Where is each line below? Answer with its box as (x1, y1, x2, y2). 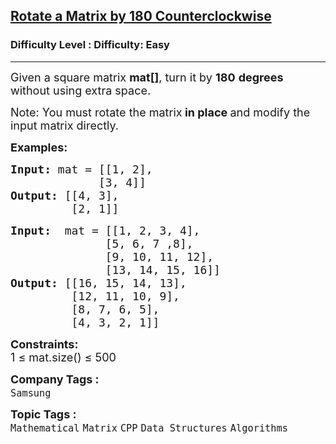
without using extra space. (10, 83, 152, 98)
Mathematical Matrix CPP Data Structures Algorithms (10, 422, 288, 434)
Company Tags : (10, 372, 100, 386)
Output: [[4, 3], (10, 188, 120, 203)
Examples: (10, 140, 68, 154)
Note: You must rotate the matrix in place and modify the (10, 105, 311, 119)
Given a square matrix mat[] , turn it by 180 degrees (10, 70, 284, 84)
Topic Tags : (10, 407, 77, 421)
